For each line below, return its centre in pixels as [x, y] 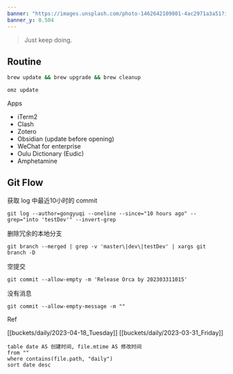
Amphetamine [37, 161]
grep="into [23, 219]
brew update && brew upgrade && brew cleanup [74, 78]
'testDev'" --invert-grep [79, 219]
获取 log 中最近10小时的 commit [52, 200]
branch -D [21, 253]
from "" [18, 352]
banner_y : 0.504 [31, 20]
